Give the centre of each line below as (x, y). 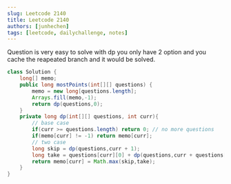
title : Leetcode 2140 (38, 20)
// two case (49, 142)
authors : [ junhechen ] (38, 26)
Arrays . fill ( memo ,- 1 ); (64, 97)
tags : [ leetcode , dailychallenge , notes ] (68, 33)
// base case (51, 123)
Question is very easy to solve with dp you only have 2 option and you (107, 52)
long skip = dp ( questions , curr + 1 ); (86, 148)
